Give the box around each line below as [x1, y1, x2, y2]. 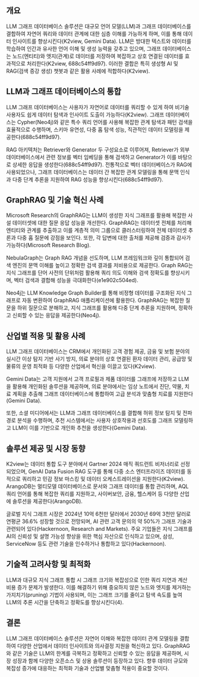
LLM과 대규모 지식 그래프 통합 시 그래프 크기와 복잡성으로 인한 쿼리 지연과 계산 [6, 576, 188, 583]
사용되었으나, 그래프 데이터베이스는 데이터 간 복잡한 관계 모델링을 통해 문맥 [6, 168, 179, 175]
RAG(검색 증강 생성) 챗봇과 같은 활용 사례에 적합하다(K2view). [6, 67, 150, 75]
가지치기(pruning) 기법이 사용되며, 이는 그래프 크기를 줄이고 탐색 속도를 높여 [6, 591, 182, 598]
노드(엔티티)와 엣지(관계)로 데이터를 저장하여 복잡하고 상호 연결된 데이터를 [12, 52, 184, 60]
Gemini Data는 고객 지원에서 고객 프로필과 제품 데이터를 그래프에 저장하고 [6, 375, 177, 383]
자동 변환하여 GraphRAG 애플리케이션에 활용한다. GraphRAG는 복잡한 [21, 297, 184, 304]
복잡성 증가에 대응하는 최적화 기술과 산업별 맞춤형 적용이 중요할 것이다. [6, 664, 169, 672]
